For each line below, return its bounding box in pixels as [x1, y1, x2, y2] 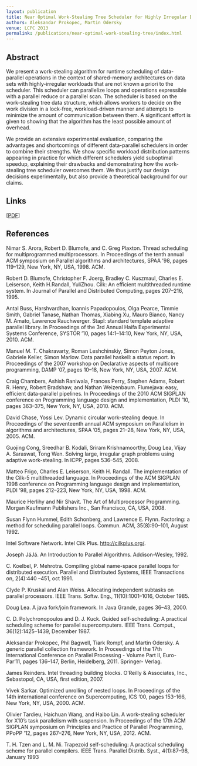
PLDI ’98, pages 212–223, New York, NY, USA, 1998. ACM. [6, 486, 147, 494]
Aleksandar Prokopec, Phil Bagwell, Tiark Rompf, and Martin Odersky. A [6, 639, 179, 646]
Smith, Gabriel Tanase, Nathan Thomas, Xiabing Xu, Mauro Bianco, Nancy [6, 311, 185, 318]
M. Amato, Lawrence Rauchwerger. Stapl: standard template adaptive [6, 317, 174, 324]
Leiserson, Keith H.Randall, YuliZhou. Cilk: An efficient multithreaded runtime [6, 280, 191, 288]
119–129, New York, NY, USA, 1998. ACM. [6, 263, 106, 270]
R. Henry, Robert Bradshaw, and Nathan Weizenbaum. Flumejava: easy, [6, 383, 178, 391]
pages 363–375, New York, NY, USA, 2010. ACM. [6, 402, 124, 409]
